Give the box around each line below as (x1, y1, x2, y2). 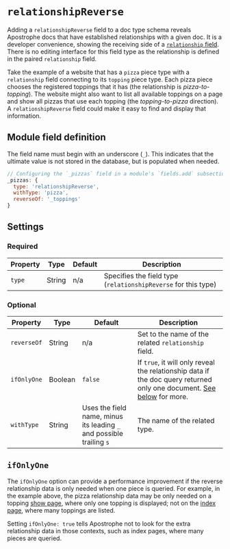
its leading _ (81, 420, 121, 430)
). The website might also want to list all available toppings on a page (28, 90, 223, 98)
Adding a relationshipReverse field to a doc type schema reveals (7, 25, 192, 34)
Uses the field (81, 403, 127, 413)
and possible (81, 428, 123, 438)
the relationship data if (137, 366, 210, 376)
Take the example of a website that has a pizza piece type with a (7, 68, 190, 76)
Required (7, 242, 38, 252)
